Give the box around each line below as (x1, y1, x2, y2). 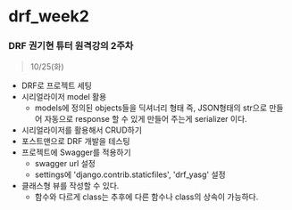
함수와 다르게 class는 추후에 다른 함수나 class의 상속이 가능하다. (34, 191, 259, 202)
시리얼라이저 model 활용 (21, 92, 107, 102)
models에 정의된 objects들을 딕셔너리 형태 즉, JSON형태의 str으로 (34, 102, 268, 113)
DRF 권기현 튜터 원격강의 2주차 (8, 40, 134, 52)
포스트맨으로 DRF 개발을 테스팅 (21, 136, 130, 147)
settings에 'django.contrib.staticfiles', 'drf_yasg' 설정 (34, 169, 226, 180)
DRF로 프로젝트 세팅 (21, 80, 93, 91)
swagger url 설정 (34, 158, 96, 169)
